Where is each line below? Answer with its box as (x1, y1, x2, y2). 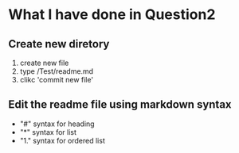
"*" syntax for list (19, 127, 77, 136)
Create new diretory (8, 37, 110, 51)
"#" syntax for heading (19, 119, 95, 128)
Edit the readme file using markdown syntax (8, 98, 233, 112)
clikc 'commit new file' (19, 75, 94, 84)
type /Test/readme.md (19, 67, 94, 76)
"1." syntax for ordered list (19, 136, 105, 145)
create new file (19, 58, 69, 67)
